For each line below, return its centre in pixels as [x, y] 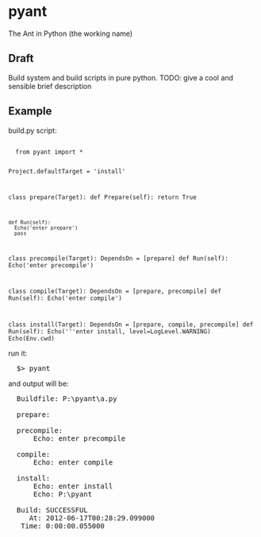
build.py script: [33, 130]
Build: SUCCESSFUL [52, 510]
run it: [18, 353]
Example [30, 111]
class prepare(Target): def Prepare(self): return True [102, 197]
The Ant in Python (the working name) [71, 33]
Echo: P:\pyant [63, 494]
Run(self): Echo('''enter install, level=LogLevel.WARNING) [110, 332]
